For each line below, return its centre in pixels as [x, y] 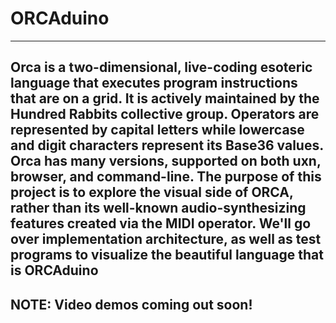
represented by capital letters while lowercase [157, 130]
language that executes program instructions [154, 83]
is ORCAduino [54, 270]
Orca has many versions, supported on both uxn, [166, 161]
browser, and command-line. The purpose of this [166, 177]
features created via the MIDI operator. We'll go [161, 223]
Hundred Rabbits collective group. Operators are [165, 114]
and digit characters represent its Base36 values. [167, 145]
